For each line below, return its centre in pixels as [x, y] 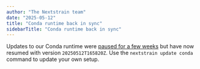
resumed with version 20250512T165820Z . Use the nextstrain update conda [100, 53]
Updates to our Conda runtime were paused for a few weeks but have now [100, 46]
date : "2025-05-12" [31, 18]
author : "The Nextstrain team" [46, 12]
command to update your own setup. [53, 59]
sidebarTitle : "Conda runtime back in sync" [64, 29]
